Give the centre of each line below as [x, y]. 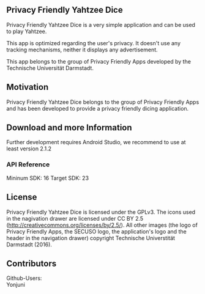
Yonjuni [16, 285]
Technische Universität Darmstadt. [50, 68]
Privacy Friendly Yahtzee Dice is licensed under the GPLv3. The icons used [101, 212]
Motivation [28, 87]
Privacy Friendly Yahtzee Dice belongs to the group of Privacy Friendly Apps [103, 102]
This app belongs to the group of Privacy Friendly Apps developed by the [99, 61]
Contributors [32, 263]
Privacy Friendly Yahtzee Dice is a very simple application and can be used [101, 24]
